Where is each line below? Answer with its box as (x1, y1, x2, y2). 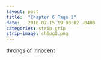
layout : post (6, 8, 39, 15)
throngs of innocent (6, 47, 55, 54)
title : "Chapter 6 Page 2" (6, 14, 77, 20)
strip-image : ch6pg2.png (6, 31, 69, 37)
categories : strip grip (6, 25, 66, 31)
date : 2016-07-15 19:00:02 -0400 (6, 20, 96, 26)
